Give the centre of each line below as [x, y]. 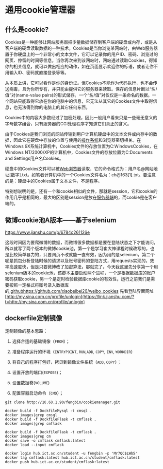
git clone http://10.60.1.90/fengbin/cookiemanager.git [63, 402]
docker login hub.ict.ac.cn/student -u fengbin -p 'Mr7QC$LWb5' [71, 453]
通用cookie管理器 [40, 10]
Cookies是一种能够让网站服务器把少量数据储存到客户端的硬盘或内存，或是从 [81, 42]
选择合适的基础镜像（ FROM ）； [41, 341]
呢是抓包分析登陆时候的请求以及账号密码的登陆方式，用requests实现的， [78, 261]
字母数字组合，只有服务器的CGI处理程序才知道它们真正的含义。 [68, 124]
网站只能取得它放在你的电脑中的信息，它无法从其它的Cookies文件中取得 [81, 101]
